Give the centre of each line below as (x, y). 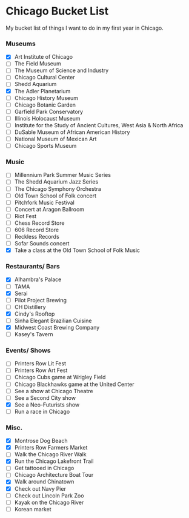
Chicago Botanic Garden (45, 105)
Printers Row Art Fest (41, 370)
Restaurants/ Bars (33, 267)
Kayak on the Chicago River (49, 502)
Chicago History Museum (46, 98)
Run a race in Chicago (42, 411)
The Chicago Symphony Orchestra (58, 188)
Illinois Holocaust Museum (47, 118)
